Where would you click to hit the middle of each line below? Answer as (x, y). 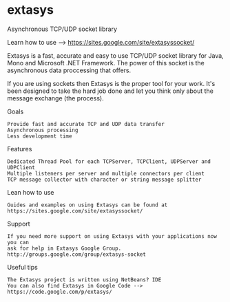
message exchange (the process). (56, 98)
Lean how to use (31, 192)
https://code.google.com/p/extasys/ (60, 292)
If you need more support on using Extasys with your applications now (112, 236)
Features (20, 149)
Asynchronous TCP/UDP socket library (62, 29)
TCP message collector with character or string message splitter (104, 180)
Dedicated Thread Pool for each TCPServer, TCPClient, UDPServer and (109, 161)
